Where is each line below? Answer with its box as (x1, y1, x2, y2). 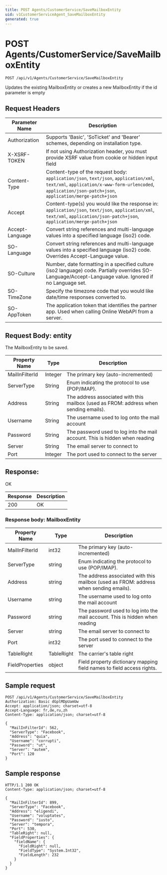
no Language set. (46, 280, 87, 287)
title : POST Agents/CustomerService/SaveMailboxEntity (5, 7, 121, 12)
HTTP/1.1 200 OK (5, 782, 39, 788)
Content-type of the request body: (46, 169, 127, 175)
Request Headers (5, 104, 60, 113)
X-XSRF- (7, 151, 30, 158)
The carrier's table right (78, 650, 134, 657)
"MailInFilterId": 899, (9, 800, 59, 805)
